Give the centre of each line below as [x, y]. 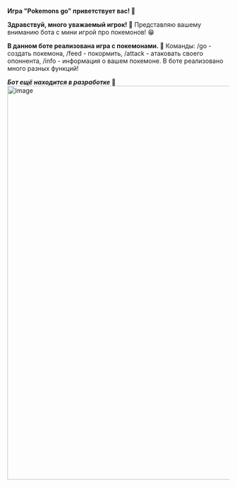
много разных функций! [43, 68]
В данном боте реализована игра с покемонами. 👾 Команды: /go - [109, 46]
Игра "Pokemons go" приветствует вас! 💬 [71, 11]
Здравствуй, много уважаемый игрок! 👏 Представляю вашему [104, 24]
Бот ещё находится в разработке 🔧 [62, 82]
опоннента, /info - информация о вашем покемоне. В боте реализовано [115, 61]
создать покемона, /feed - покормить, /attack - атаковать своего [105, 53]
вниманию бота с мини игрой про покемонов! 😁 [81, 32]
